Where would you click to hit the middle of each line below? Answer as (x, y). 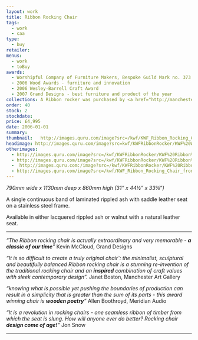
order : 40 (18, 105)
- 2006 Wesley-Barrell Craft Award (55, 89)
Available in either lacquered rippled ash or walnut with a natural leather (93, 217)
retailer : (18, 50)
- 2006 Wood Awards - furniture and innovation (71, 83)
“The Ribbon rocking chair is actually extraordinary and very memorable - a (99, 240)
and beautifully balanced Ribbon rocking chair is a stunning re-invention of (98, 264)
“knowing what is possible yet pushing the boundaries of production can (95, 288)
